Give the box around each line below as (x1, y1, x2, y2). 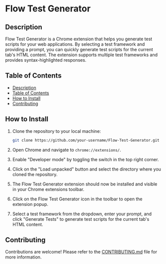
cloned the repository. (12, 171, 58, 177)
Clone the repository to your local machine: (12, 128, 101, 134)
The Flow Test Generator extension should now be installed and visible (12, 181, 158, 187)
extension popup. (12, 201, 49, 207)
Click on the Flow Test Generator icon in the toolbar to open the (12, 196, 143, 202)
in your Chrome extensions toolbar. (12, 186, 84, 192)
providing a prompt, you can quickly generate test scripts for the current (5, 47, 153, 52)
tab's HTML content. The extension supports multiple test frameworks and (5, 52, 158, 58)
